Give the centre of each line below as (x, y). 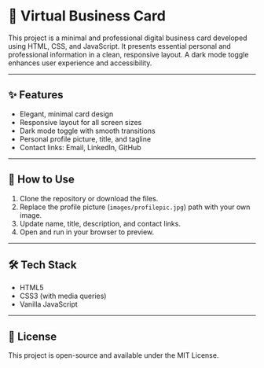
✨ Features (36, 95)
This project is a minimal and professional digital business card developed (128, 38)
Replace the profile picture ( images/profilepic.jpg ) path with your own (135, 207)
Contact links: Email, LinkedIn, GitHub (80, 147)
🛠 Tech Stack (42, 265)
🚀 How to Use (41, 180)
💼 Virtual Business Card (87, 16)
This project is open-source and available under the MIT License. (114, 355)
